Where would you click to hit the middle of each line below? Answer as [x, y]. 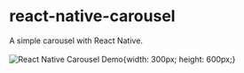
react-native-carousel [92, 16]
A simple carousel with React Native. [76, 40]
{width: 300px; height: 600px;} [179, 59]
